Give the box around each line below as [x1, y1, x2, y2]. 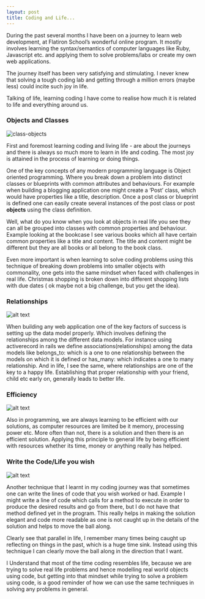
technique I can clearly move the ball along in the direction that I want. [6, 547, 184, 555]
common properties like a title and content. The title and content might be [6, 237, 192, 245]
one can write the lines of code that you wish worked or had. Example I [6, 490, 185, 497]
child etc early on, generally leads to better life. [6, 375, 125, 383]
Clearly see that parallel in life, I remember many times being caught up [6, 534, 187, 541]
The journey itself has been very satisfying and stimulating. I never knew [6, 69, 190, 77]
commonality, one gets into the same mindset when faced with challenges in [6, 269, 199, 276]
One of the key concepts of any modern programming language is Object [6, 167, 191, 174]
